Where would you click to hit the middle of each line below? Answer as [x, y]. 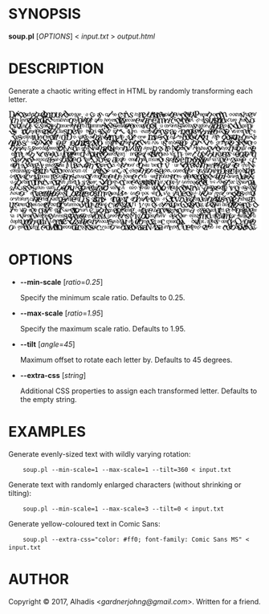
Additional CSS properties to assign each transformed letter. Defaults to [139, 391]
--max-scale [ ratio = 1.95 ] [61, 313]
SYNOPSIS [45, 14]
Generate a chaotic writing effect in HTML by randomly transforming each [130, 91]
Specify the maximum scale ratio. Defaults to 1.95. [103, 328]
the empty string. [49, 399]
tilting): [20, 493]
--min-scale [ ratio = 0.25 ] [61, 282]
